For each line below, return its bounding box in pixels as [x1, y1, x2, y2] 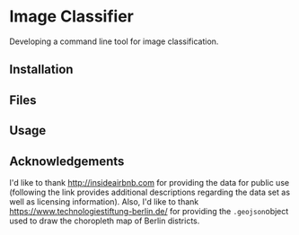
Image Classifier [9, 6, 135, 27]
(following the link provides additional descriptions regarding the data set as [9, 187, 290, 197]
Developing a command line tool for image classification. [9, 36, 219, 47]
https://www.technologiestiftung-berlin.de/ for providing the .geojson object [9, 205, 289, 216]
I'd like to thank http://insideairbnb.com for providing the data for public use [9, 177, 290, 187]
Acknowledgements [9, 153, 125, 169]
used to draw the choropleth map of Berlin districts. [9, 215, 200, 226]
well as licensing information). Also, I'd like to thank [9, 196, 199, 207]
